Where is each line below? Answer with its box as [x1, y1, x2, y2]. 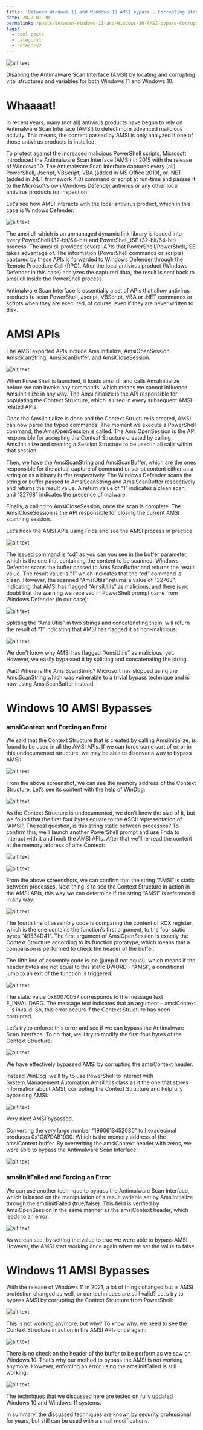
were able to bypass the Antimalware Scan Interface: [6, 1146, 138, 1154]
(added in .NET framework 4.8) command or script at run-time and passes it [6, 175, 196, 182]
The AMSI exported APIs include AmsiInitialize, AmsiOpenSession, [6, 347, 171, 354]
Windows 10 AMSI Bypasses [6, 701, 152, 715]
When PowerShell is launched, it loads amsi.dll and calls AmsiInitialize [6, 377, 180, 385]
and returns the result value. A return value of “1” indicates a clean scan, [6, 484, 187, 491]
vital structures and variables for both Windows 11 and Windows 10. [6, 77, 174, 85]
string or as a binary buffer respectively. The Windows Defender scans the [6, 471, 192, 478]
